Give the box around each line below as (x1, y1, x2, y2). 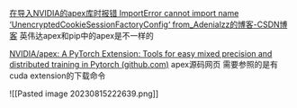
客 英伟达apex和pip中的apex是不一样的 (9, 31, 155, 40)
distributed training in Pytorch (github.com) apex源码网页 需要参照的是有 (9, 59, 279, 69)
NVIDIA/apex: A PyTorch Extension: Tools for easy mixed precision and (9, 49, 273, 58)
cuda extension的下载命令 (9, 70, 106, 81)
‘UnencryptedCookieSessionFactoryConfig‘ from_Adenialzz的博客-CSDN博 (9, 19, 288, 30)
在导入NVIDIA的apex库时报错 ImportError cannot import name (9, 8, 239, 18)
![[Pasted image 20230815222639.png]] (9, 88, 159, 99)
